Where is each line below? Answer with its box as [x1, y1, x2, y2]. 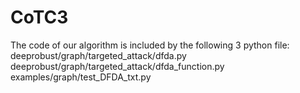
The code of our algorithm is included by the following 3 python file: [10, 39, 290, 51]
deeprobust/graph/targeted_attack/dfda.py [10, 49, 187, 61]
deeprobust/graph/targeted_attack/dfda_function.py [10, 60, 225, 72]
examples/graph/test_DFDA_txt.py [10, 71, 152, 83]
